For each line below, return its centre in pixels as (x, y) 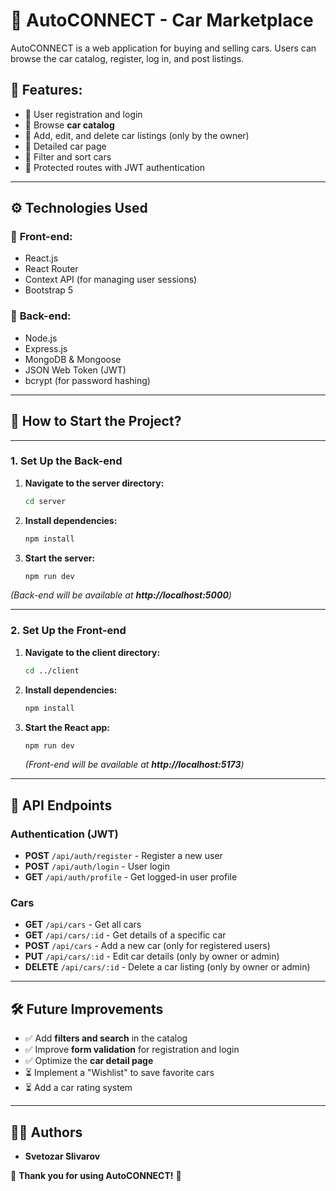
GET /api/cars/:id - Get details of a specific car (125, 935)
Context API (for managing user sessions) (111, 280)
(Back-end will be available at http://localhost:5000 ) (121, 595)
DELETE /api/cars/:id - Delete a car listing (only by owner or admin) (167, 967)
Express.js (46, 348)
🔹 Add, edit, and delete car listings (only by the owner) (137, 135)
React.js (41, 258)
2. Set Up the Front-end (68, 631)
